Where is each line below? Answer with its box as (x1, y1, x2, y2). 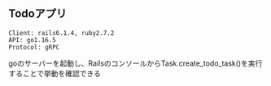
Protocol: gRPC (8, 43, 60, 51)
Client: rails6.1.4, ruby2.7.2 (8, 28, 115, 37)
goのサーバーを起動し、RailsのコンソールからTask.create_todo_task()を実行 (8, 58, 263, 68)
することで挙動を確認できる (8, 68, 102, 78)
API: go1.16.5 (8, 36, 57, 44)
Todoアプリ (8, 6, 68, 21)
